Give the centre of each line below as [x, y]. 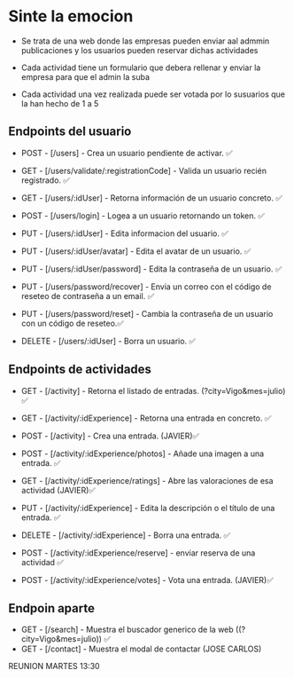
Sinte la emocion [71, 16]
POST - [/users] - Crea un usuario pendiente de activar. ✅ [127, 153]
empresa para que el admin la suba [85, 76]
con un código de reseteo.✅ [73, 323]
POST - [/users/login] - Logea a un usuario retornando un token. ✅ [143, 216]
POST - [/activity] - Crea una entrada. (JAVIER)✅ [110, 436]
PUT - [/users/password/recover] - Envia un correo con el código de [146, 287]
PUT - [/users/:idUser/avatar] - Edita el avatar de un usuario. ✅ [136, 251]
